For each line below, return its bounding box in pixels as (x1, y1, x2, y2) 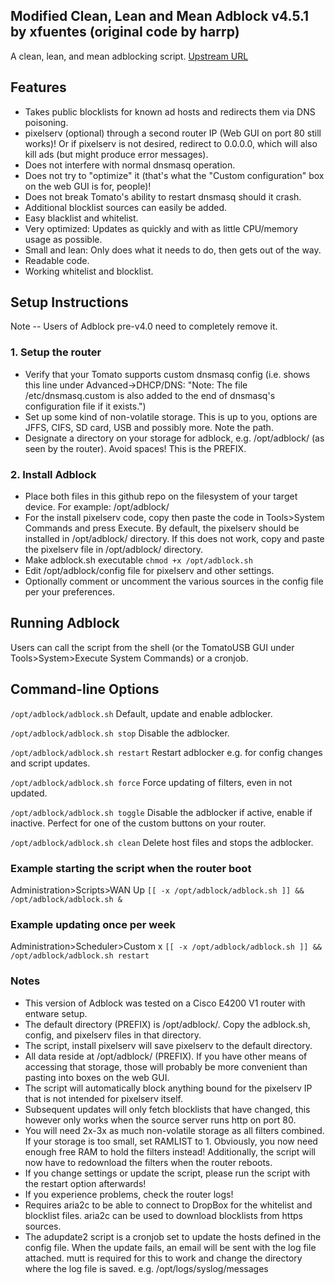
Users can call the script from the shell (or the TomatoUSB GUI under (10, 641, 295, 653)
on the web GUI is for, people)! (24, 180, 152, 192)
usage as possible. (24, 233, 103, 245)
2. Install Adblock (10, 467, 97, 481)
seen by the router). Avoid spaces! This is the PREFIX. (24, 442, 247, 454)
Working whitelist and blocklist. (24, 265, 154, 277)
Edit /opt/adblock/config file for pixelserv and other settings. (24, 565, 275, 577)
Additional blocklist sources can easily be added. (24, 201, 227, 213)
